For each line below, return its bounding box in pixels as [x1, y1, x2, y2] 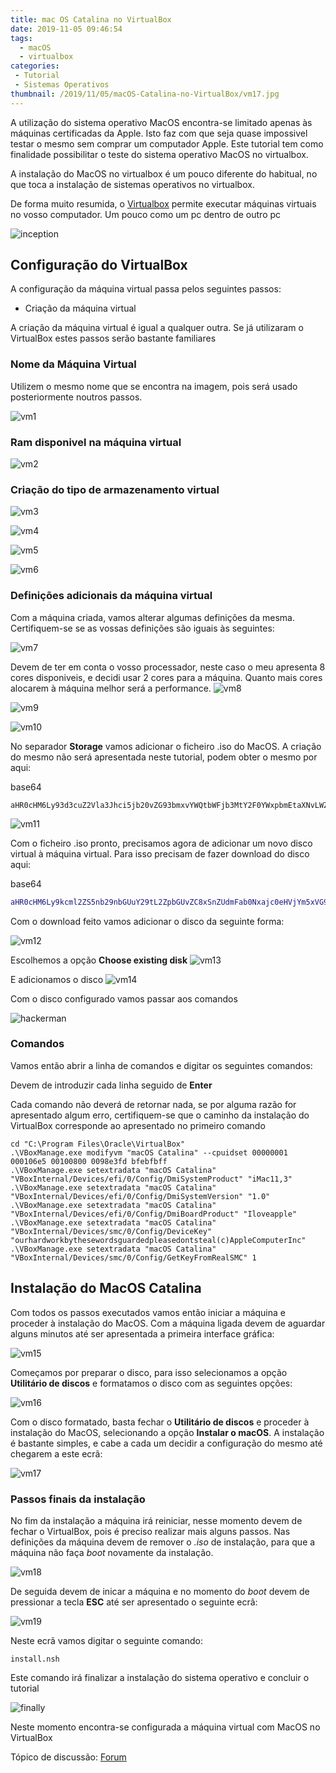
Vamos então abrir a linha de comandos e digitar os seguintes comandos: [10, 1059, 313, 1071]
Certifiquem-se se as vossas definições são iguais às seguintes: [10, 622, 275, 634]
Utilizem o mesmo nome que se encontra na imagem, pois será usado [10, 380, 298, 392]
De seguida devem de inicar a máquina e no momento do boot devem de [10, 1585, 310, 1597]
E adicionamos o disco [10, 973, 104, 985]
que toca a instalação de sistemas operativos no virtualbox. [10, 178, 255, 190]
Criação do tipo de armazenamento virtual [10, 482, 220, 496]
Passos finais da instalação [10, 1492, 146, 1506]
